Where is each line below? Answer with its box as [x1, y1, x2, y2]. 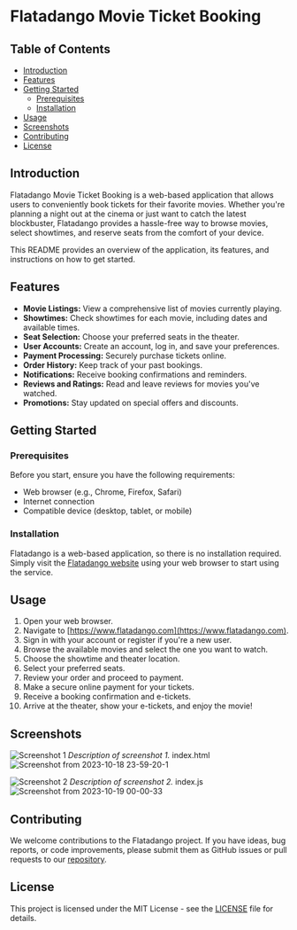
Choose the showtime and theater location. [22, 653, 180, 664]
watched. [22, 387, 57, 398]
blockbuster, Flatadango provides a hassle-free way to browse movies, [10, 217, 269, 228]
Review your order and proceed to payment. [22, 672, 184, 684]
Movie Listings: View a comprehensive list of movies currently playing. [22, 303, 282, 314]
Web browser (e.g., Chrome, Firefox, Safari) [22, 487, 182, 497]
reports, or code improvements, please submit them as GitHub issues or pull [10, 845, 287, 856]
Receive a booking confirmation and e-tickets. [22, 692, 192, 702]
